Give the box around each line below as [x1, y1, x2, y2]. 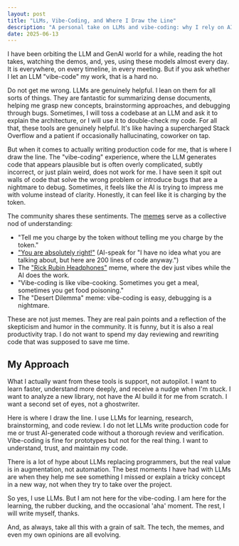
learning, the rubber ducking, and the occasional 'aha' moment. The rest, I [7, 502, 225, 510]
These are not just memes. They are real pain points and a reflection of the [7, 315, 226, 323]
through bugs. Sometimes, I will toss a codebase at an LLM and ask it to [7, 109, 218, 117]
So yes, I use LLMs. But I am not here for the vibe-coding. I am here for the [7, 494, 226, 503]
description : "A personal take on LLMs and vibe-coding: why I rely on [7, 23, 224, 31]
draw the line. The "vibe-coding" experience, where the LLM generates [7, 153, 217, 161]
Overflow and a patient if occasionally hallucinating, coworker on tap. [7, 132, 211, 140]
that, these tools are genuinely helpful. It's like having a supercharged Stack [7, 124, 230, 132]
